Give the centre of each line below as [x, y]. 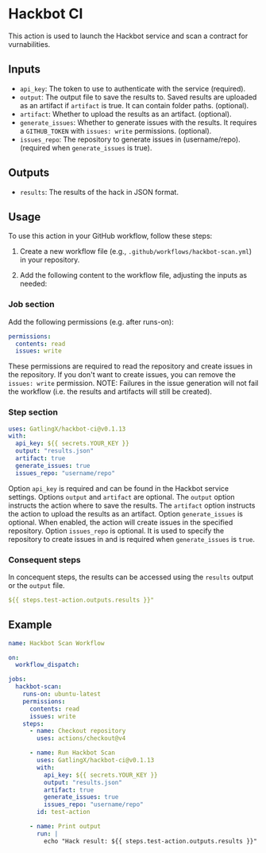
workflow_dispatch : [48, 665]
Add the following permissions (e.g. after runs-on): [91, 321]
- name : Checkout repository [77, 731]
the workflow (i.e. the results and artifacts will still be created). [110, 391]
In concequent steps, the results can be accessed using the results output [131, 577]
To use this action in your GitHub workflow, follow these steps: [110, 236]
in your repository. [50, 260]
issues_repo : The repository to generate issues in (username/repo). [130, 139]
